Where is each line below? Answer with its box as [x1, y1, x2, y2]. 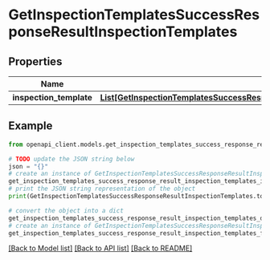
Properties [8, 55, 63, 68]
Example [8, 119, 53, 133]
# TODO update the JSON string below [8, 155, 135, 163]
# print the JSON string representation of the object [8, 185, 196, 193]
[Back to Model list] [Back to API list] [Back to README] [8, 243, 193, 254]
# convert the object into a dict [8, 206, 125, 214]
